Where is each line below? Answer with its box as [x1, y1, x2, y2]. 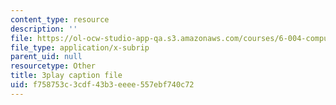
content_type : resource [10, 14, 110, 25]
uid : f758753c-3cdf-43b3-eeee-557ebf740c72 [10, 80, 195, 90]
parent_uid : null [10, 52, 83, 62]
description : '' [10, 24, 78, 34]
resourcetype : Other [10, 61, 97, 71]
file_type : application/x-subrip [10, 42, 150, 53]
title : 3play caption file [10, 71, 123, 81]
